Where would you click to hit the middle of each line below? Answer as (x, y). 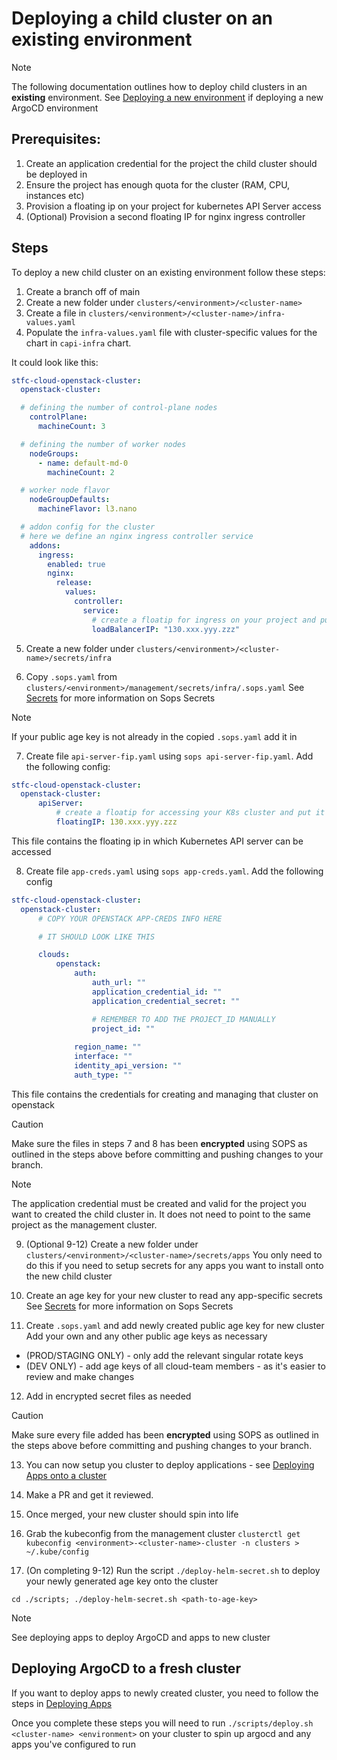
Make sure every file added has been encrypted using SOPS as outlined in (165, 1434)
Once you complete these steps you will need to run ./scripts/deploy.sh (162, 1723)
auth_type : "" (103, 1075)
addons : (45, 545)
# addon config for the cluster (88, 527)
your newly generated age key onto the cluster (122, 1581)
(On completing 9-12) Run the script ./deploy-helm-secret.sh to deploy (173, 1570)
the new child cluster (69, 1276)
